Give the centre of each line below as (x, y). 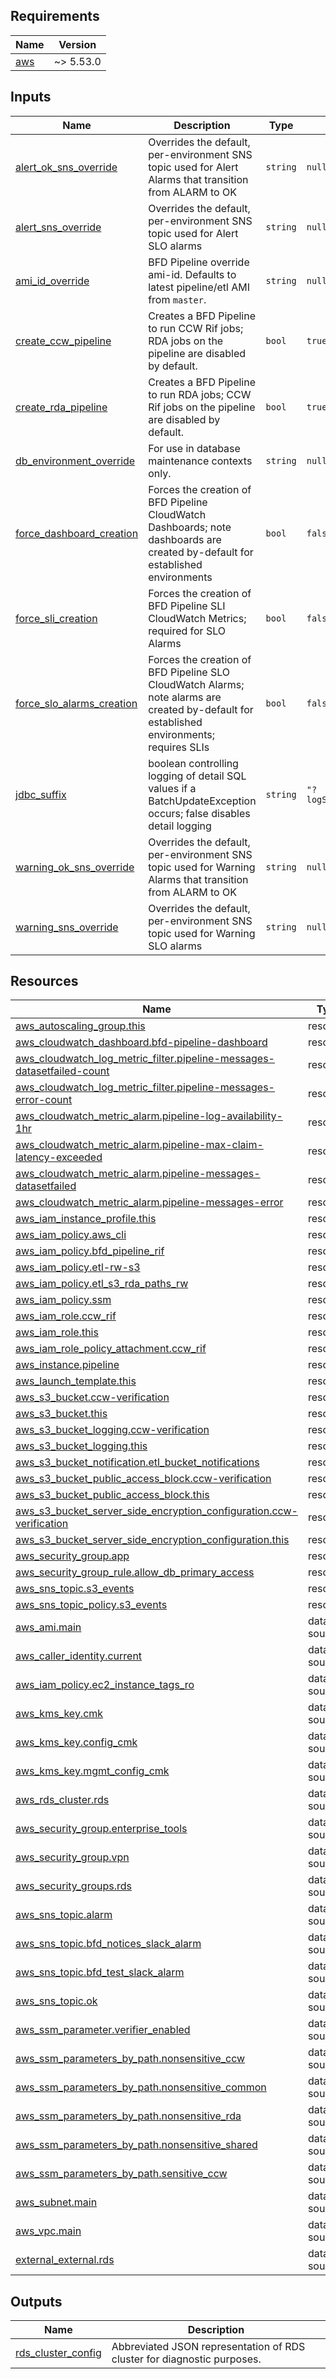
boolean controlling (193, 763)
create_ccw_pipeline (63, 341)
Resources (44, 981)
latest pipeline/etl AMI (199, 287)
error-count (44, 1100)
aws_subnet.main (56, 2202)
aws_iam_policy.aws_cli (71, 1235)
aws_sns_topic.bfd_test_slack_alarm (100, 1972)
